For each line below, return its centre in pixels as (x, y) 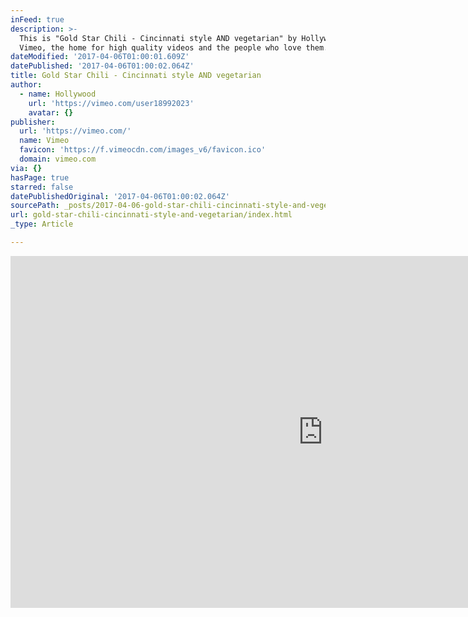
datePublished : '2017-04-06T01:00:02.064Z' (102, 66)
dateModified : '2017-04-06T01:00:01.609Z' (100, 57)
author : (26, 85)
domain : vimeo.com (58, 159)
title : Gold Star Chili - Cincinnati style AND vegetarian (136, 76)
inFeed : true (37, 19)
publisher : (33, 122)
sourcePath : (35, 206)
